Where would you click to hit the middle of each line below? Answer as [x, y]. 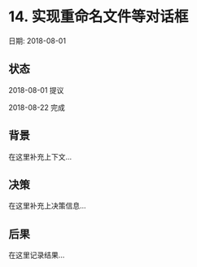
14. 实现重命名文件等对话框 [98, 17]
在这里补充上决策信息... [48, 206]
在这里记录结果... [37, 255]
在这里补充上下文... [40, 156]
